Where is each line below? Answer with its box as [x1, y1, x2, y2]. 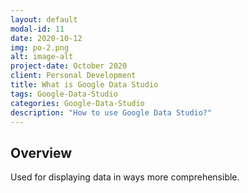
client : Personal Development [10, 71, 137, 81]
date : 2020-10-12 [10, 33, 83, 43]
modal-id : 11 [10, 24, 65, 34]
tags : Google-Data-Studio [10, 89, 118, 99]
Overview [10, 144, 73, 161]
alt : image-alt [10, 52, 74, 62]
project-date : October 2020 [10, 61, 128, 71]
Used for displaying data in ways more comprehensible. [10, 171, 240, 183]
